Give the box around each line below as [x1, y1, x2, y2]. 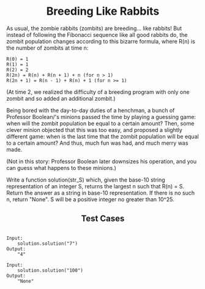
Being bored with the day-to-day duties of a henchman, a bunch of [6, 106, 175, 114]
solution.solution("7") [17, 241, 78, 247]
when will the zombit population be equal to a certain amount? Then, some [6, 120, 195, 127]
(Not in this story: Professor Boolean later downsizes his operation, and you [6, 158, 197, 165]
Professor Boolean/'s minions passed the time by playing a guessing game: [6, 113, 196, 120]
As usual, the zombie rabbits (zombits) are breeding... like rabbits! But [6, 25, 182, 32]
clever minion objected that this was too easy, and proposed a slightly [6, 126, 182, 133]
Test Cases [81, 214, 125, 224]
